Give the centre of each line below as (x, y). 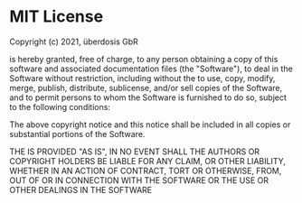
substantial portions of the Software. (77, 134)
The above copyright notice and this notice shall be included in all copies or (150, 125)
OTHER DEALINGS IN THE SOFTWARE (80, 189)
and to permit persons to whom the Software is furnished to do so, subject (148, 97)
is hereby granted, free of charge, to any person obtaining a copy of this (144, 59)
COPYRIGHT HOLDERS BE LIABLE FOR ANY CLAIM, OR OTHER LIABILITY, (148, 161)
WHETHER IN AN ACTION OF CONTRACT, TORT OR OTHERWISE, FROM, (146, 171)
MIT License (57, 17)
